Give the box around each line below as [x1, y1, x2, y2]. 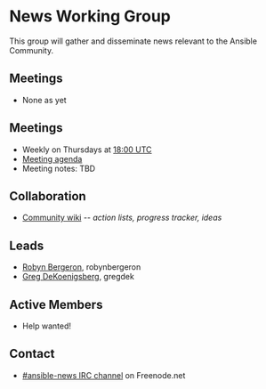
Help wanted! [21, 320, 72, 331]
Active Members [9, 296, 103, 312]
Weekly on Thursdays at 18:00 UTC [21, 144, 153, 155]
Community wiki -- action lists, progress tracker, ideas [21, 212, 222, 223]
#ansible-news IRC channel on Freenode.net [21, 369, 186, 380]
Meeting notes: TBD [21, 163, 96, 174]
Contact [9, 346, 55, 361]
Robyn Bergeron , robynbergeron [21, 262, 141, 272]
